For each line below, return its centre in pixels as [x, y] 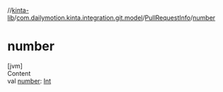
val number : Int [29, 81]
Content [19, 73]
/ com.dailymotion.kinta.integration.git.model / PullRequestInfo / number [115, 18]
